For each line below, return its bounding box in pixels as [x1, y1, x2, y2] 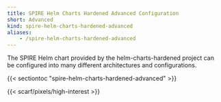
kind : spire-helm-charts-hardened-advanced [7, 22, 133, 29]
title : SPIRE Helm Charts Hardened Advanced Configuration [7, 10, 179, 17]
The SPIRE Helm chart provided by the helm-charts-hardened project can [7, 54, 214, 62]
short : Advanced [7, 16, 53, 23]
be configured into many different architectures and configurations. [7, 61, 197, 69]
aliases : [7, 29, 32, 36]
